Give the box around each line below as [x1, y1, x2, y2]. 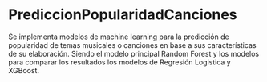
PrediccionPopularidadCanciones [8, 6, 238, 24]
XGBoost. [8, 65, 40, 75]
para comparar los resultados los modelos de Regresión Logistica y [8, 57, 231, 67]
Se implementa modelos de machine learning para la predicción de [8, 32, 230, 41]
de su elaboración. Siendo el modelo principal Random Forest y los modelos [8, 49, 260, 58]
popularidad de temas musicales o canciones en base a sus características [8, 40, 257, 49]
